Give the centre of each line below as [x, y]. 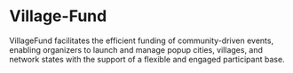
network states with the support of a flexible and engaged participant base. [147, 59]
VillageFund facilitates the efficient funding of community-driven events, [141, 40]
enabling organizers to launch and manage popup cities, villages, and [136, 49]
